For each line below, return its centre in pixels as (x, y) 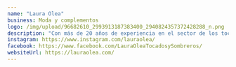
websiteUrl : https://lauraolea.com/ (61, 53)
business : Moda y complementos (53, 20)
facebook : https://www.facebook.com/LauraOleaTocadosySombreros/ (105, 46)
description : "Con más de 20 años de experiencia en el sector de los (113, 33)
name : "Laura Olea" (36, 14)
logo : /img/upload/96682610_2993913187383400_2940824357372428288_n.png (116, 27)
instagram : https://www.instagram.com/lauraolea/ (81, 40)
